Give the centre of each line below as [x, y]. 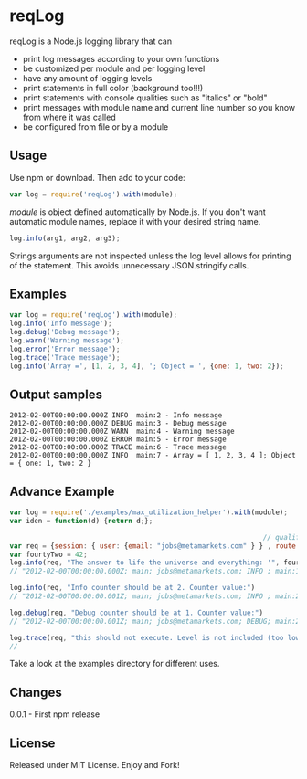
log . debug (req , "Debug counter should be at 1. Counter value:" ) [136, 613]
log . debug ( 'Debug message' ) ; [65, 332]
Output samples [56, 394]
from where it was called [69, 117]
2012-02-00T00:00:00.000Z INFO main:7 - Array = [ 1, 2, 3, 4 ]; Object [153, 456]
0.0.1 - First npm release [55, 714]
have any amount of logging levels [87, 78]
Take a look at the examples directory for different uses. [115, 664]
